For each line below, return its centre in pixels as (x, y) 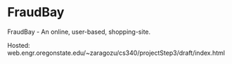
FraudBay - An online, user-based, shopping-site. (79, 32)
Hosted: (19, 45)
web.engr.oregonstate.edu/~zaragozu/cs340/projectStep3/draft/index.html (116, 53)
